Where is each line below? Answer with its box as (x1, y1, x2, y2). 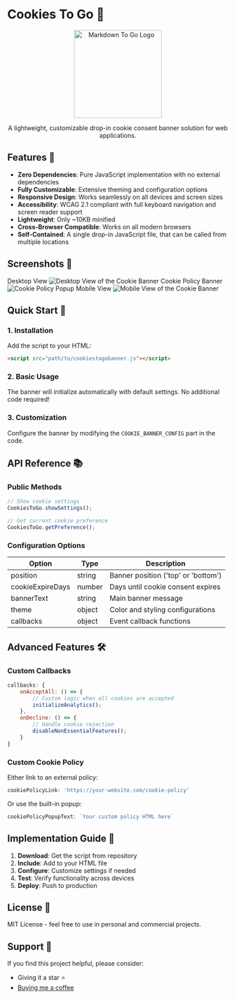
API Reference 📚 (7, 457, 83, 470)
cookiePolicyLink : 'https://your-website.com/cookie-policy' (7, 787, 190, 794)
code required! (7, 395, 51, 404)
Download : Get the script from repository (17, 851, 137, 860)
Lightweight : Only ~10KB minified (17, 215, 116, 224)
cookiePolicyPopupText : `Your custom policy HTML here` (7, 813, 174, 820)
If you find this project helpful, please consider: (7, 960, 144, 968)
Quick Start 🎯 (7, 304, 67, 316)
